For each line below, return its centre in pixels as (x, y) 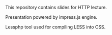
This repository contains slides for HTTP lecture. (56, 7)
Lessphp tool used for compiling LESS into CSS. (55, 27)
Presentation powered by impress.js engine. (51, 17)
